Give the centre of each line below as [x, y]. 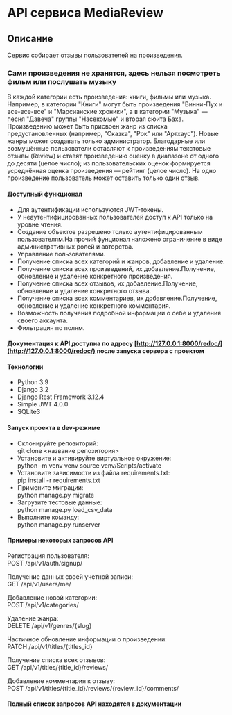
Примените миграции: [50, 487]
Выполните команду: [48, 517]
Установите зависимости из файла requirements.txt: [93, 472]
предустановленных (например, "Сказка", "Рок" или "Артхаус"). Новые [113, 134]
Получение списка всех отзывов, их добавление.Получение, [107, 283]
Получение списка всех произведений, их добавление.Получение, [116, 268]
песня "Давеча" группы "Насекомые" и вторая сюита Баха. [96, 119]
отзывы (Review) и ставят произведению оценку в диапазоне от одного [113, 156]
